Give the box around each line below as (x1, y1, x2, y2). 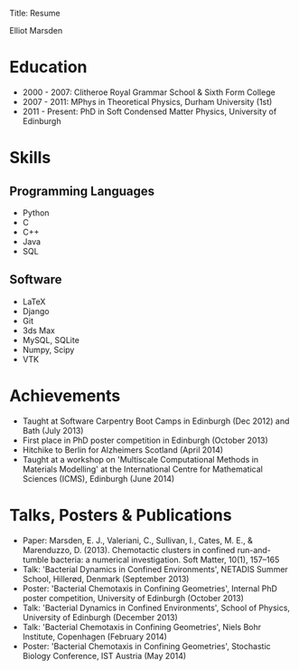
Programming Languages (9, 183, 155, 198)
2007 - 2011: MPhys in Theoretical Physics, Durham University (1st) (22, 96, 273, 107)
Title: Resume (9, 8, 61, 18)
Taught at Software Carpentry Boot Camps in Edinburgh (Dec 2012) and (22, 416, 290, 426)
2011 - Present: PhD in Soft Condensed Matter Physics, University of (22, 106, 277, 117)
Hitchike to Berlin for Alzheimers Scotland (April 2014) (22, 444, 224, 455)
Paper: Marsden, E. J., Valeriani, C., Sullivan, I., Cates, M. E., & (22, 534, 253, 546)
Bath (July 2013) (22, 425, 84, 435)
